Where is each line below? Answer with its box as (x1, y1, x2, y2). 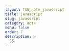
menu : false (5, 25, 29, 30)
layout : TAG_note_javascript (5, 7, 65, 12)
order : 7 (5, 30, 23, 34)
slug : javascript (5, 16, 41, 21)
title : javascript (5, 12, 43, 17)
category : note (5, 20, 36, 26)
